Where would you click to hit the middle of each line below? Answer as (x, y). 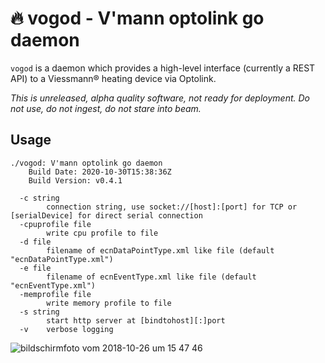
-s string (39, 312)
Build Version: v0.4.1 (75, 180)
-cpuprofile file (55, 224)
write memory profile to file (109, 303)
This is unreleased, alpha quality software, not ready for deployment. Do (160, 98)
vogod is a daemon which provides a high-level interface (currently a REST (163, 68)
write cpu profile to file (102, 233)
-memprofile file (55, 294)
